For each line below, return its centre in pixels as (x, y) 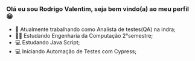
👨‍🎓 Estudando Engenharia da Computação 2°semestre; (84, 36)
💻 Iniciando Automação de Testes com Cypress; (76, 51)
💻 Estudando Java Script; (47, 42)
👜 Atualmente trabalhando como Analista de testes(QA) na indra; (95, 29)
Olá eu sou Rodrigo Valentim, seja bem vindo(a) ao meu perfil (97, 9)
